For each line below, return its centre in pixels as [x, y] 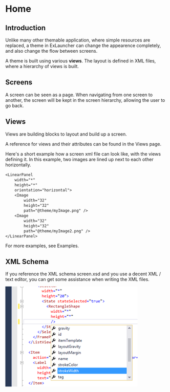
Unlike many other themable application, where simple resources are [78, 40]
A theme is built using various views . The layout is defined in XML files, [81, 61]
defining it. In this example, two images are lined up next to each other [79, 159]
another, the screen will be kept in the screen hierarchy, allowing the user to [85, 100]
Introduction [26, 28]
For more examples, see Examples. [42, 246]
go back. [15, 105]
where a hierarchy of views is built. [42, 66]
